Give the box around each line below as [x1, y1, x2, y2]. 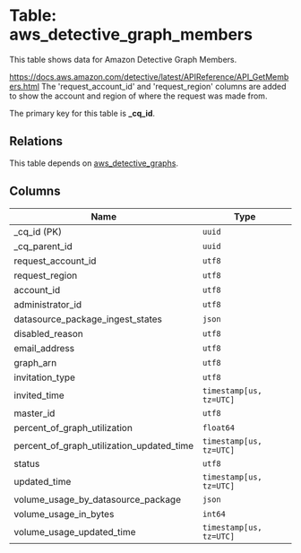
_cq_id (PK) [13, 225, 63, 238]
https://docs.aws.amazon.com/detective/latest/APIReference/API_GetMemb [9, 71, 289, 82]
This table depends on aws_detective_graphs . [9, 158, 179, 168]
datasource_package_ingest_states [13, 313, 163, 325]
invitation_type [13, 371, 76, 384]
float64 [202, 422, 236, 433]
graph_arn [13, 356, 57, 368]
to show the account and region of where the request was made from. [9, 91, 268, 101]
